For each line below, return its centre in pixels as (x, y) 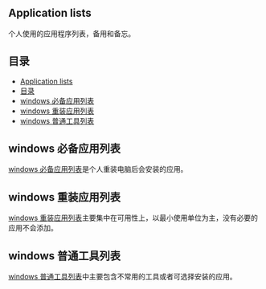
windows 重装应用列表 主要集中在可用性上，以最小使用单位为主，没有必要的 (133, 218)
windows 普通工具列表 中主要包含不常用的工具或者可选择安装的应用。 (123, 277)
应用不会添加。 (33, 228)
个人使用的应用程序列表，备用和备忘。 (72, 33)
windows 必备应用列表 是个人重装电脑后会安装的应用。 (98, 169)
